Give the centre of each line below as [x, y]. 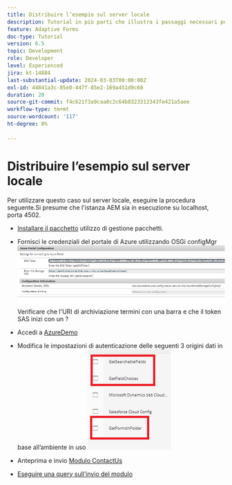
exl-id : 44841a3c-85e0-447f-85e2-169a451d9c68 [75, 87]
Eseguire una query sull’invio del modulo [75, 474]
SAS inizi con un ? [43, 318]
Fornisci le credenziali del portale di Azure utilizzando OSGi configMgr [117, 241]
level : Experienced [35, 66]
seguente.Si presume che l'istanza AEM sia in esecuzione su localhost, [108, 207]
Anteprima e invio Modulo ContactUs [70, 460]
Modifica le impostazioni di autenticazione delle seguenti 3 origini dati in [120, 345]
